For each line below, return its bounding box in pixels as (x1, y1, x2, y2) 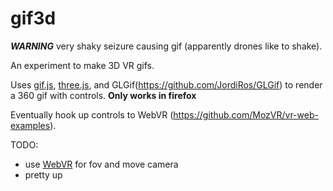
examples (10, 119, 51, 131)
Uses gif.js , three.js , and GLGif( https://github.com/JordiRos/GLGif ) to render (10, 78, 323, 91)
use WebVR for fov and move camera (24, 158, 179, 170)
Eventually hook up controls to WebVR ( (10, 108, 174, 121)
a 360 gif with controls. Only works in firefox (10, 89, 197, 101)
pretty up (24, 168, 63, 181)
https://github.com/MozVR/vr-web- (173, 108, 319, 121)
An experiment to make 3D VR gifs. (10, 59, 155, 71)
